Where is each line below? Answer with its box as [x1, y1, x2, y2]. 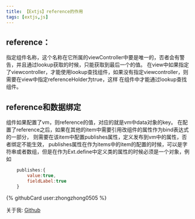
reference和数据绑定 [6, 102, 81, 112]
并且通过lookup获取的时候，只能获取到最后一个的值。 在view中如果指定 [16, 61, 189, 68]
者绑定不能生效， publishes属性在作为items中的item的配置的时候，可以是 [6, 141, 183, 148]
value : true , [27, 173, 57, 178]
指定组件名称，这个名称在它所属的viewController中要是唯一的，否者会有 [6, 54, 180, 61]
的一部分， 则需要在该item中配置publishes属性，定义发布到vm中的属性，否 [6, 133, 187, 141]
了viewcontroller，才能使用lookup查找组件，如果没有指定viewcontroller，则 [6, 69, 189, 76]
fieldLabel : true [27, 178, 67, 184]
